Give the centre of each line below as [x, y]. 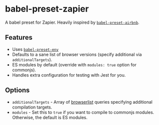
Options [18, 90]
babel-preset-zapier [47, 9]
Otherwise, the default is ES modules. [50, 117]
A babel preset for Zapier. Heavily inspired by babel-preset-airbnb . [72, 22]
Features [19, 38]
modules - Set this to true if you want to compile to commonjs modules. [83, 112]
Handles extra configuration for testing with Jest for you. [69, 75]
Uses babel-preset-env [35, 49]
